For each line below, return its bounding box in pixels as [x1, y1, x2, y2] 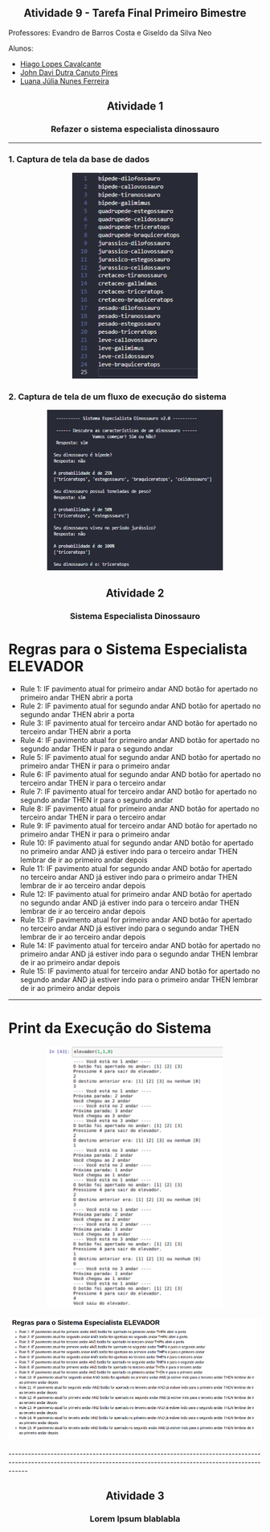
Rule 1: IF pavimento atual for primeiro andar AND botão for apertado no [19, 683, 259, 693]
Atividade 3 [105, 1489, 165, 1503]
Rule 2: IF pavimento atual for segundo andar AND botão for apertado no [19, 700, 261, 711]
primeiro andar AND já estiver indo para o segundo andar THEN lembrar [19, 949, 259, 959]
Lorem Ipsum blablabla [89, 1513, 181, 1524]
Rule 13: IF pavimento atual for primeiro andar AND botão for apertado [19, 915, 252, 924]
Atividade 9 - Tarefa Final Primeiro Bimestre [23, 6, 247, 20]
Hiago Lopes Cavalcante [19, 59, 102, 68]
